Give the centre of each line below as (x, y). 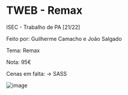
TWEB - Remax (44, 11)
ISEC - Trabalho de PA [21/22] (43, 27)
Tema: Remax (23, 50)
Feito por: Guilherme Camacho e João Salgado (64, 38)
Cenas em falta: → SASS (37, 73)
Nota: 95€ (19, 62)
